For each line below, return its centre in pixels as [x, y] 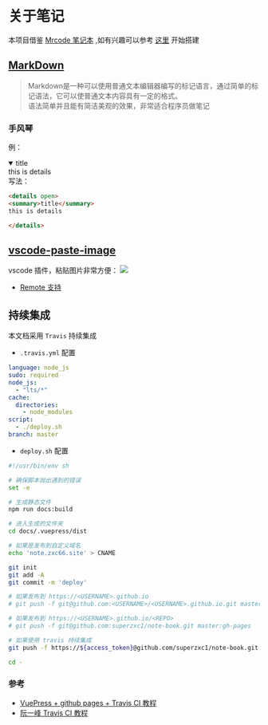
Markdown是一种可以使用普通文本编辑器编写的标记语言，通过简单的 [140, 85]
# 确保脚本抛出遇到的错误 [45, 480]
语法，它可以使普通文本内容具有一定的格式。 [108, 96]
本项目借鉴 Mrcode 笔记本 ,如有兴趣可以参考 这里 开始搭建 [104, 40]
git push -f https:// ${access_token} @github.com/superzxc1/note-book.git [134, 648]
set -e [19, 487]
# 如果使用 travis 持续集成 [50, 640]
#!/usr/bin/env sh [39, 466]
